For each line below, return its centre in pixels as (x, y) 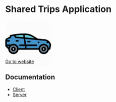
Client (19, 89)
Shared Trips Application (59, 9)
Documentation (30, 77)
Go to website (20, 61)
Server (19, 94)
